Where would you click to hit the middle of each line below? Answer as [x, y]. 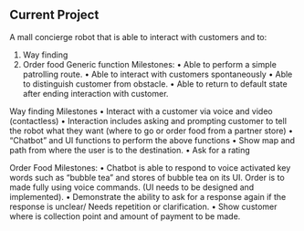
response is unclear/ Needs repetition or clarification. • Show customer [143, 206]
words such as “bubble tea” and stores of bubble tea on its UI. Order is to [147, 177]
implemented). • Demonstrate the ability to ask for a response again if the [148, 196]
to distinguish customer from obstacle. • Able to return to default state [155, 84]
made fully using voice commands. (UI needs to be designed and [132, 187]
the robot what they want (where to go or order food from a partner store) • [152, 131]
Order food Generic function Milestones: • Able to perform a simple [149, 64]
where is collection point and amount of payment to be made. [125, 216]
